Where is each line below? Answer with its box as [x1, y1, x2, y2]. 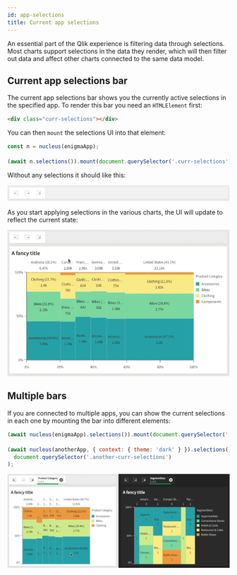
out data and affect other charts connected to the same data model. [7, 54, 205, 63]
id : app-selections [7, 11, 65, 18]
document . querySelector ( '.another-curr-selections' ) [13, 453, 172, 460]
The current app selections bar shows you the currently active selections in [7, 93, 227, 102]
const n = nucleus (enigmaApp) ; [7, 143, 99, 150]
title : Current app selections [7, 18, 99, 26]
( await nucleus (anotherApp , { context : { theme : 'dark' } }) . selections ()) [7, 446, 235, 453]
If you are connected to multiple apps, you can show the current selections [7, 409, 226, 417]
